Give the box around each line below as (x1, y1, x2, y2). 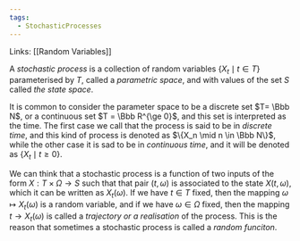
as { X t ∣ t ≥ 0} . (9, 149, 63, 162)
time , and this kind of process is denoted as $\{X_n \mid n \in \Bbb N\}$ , (9, 130, 276, 141)
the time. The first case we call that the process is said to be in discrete (9, 120, 272, 131)
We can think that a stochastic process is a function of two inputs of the (9, 169, 275, 179)
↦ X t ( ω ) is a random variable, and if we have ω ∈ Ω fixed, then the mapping (9, 198, 290, 212)
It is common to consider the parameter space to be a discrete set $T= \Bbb (9, 102, 290, 112)
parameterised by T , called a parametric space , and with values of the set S (9, 75, 289, 86)
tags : (9, 12, 30, 22)
